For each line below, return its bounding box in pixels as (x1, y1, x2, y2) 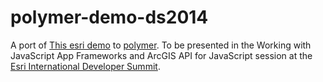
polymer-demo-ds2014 (10, 6, 209, 29)
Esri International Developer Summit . (10, 60, 161, 72)
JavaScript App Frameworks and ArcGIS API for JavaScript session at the (10, 49, 313, 61)
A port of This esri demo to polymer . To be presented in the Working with (10, 39, 312, 51)
